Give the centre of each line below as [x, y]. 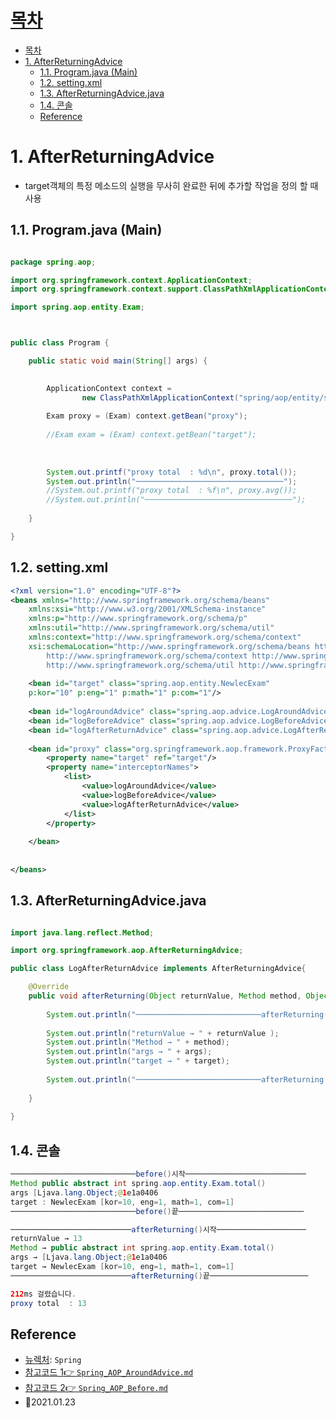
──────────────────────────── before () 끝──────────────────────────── [157, 1211]
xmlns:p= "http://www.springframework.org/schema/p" [138, 619]
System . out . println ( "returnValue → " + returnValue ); [163, 1033]
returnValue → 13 [46, 1239]
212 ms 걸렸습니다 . [43, 1294]
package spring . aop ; [53, 262]
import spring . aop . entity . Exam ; [77, 307]
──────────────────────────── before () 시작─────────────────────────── [158, 1174]
